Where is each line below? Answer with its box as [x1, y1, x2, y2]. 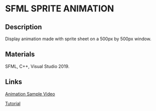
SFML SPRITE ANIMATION [5, 3, 115, 14]
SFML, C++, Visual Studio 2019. [5, 63, 70, 69]
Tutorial [5, 100, 21, 107]
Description [5, 23, 42, 31]
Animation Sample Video [5, 91, 55, 97]
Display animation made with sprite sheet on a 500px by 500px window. [5, 36, 152, 42]
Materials [5, 50, 35, 58]
